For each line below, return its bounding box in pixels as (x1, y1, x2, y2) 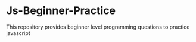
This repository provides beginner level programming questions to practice (6, 23, 190, 30)
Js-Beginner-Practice (6, 4, 116, 17)
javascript (6, 29, 31, 36)
